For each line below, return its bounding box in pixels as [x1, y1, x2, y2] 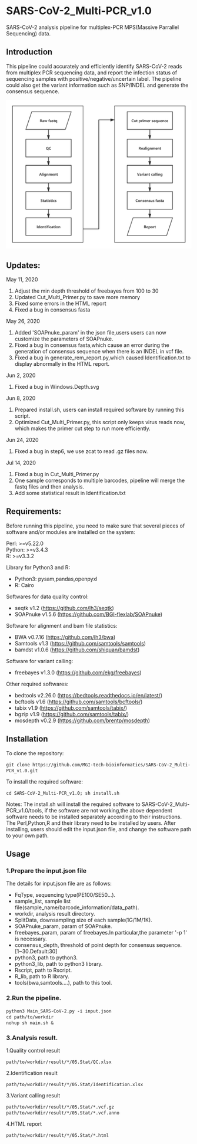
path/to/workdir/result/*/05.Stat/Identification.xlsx [6, 1081, 143, 1087]
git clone [6, 762, 31, 768]
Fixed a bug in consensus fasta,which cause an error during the [14, 342, 169, 349]
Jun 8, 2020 [6, 395, 36, 402]
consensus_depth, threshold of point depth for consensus [14, 942, 155, 949]
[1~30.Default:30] [14, 948, 58, 955]
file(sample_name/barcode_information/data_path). [14, 904, 139, 911]
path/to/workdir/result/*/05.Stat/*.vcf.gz [6, 1104, 115, 1110]
